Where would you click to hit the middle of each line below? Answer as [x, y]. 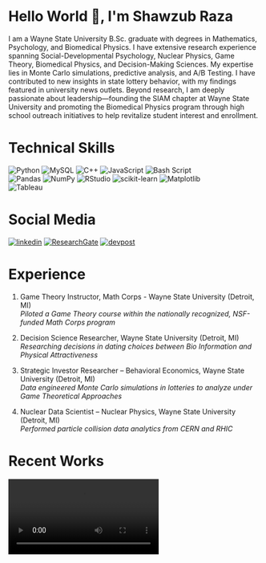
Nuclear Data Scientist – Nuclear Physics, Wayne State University [128, 411]
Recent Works [56, 461]
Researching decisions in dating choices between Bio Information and [136, 346]
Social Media [52, 220]
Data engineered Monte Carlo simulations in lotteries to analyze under [136, 387]
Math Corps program [81, 322]
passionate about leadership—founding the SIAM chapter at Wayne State [129, 98]
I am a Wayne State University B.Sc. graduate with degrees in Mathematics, [133, 39]
